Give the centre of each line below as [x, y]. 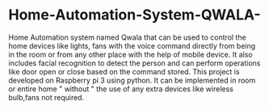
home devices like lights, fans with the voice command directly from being [132, 45]
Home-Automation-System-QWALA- [134, 15]
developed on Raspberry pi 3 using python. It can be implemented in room [132, 80]
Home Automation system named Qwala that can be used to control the [127, 37]
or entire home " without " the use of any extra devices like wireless [121, 89]
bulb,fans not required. [46, 97]
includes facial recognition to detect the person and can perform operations [134, 63]
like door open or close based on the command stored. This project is [124, 71]
